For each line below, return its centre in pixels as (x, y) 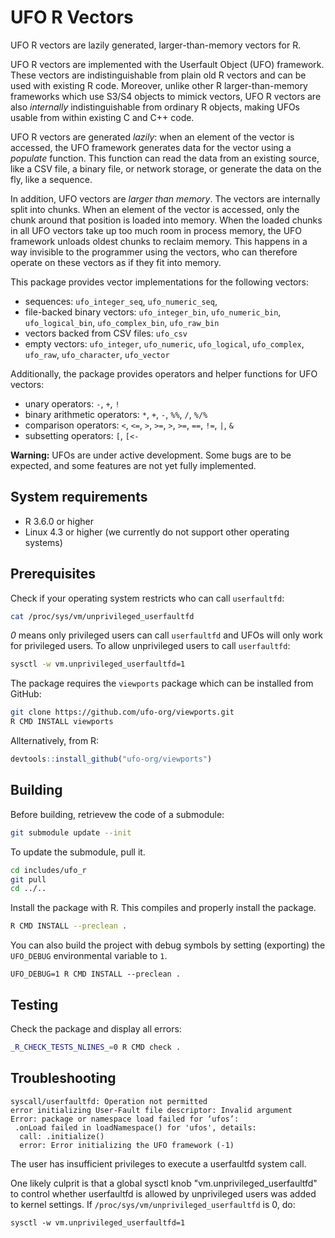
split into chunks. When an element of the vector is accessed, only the (155, 209)
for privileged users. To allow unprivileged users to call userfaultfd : (150, 646)
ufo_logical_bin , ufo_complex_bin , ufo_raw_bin (122, 322)
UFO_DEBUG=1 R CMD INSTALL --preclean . (96, 974)
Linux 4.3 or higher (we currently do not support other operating (157, 532)
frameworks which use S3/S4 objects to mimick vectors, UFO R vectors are (166, 96)
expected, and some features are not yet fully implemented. (133, 465)
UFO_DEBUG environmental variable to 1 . (89, 956)
